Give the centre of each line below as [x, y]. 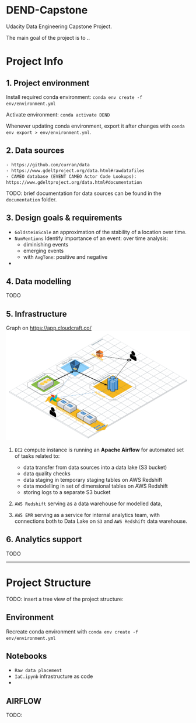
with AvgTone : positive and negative [65, 257]
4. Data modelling [39, 281]
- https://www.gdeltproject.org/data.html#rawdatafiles [75, 170]
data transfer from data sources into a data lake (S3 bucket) [95, 467]
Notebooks [27, 656]
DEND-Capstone [47, 10]
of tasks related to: [37, 456]
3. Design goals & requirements [64, 218]
